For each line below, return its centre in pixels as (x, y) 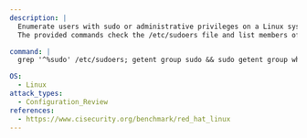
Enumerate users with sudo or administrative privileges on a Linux (151, 27)
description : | (38, 18)
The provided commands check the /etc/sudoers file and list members (153, 35)
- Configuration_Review (63, 101)
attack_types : (37, 93)
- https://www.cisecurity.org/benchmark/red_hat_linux (124, 119)
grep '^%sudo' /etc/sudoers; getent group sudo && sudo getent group (153, 60)
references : (32, 111)
